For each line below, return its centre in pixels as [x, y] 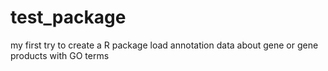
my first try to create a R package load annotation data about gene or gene [164, 45]
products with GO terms [60, 55]
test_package [68, 17]
